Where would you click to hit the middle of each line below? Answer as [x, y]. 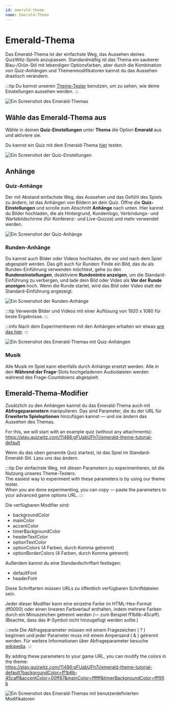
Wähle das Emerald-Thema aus [56, 118]
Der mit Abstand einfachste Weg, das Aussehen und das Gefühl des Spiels [84, 197]
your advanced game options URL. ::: [44, 495]
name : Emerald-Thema [27, 15]
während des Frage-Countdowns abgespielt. [52, 377]
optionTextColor [30, 542]
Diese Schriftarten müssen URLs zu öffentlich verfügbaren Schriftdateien [82, 588]
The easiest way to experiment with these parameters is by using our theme [85, 479]
